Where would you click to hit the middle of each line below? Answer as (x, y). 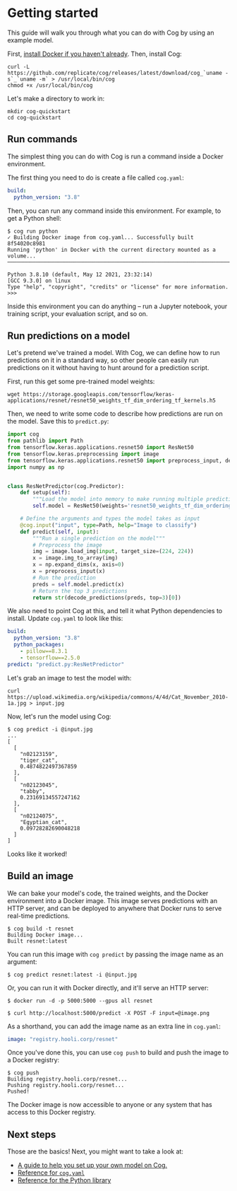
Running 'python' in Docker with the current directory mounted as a (112, 250)
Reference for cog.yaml (51, 1173)
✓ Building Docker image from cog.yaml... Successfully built (101, 237)
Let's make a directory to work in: (56, 98)
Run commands (42, 139)
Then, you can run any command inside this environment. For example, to (114, 211)
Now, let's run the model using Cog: (59, 716)
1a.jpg (17, 703)
